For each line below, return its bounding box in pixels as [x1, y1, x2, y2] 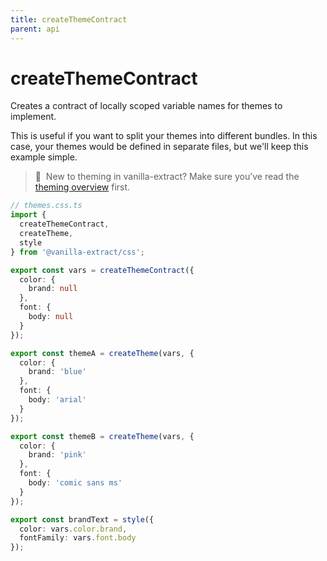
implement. [10, 111, 57, 123]
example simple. [10, 151, 78, 163]
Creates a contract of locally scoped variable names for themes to [10, 100, 283, 112]
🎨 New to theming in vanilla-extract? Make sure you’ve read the [34, 171, 300, 183]
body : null [28, 312, 74, 322]
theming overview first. [34, 181, 131, 193]
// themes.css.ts [10, 201, 83, 211]
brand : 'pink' [28, 450, 87, 460]
